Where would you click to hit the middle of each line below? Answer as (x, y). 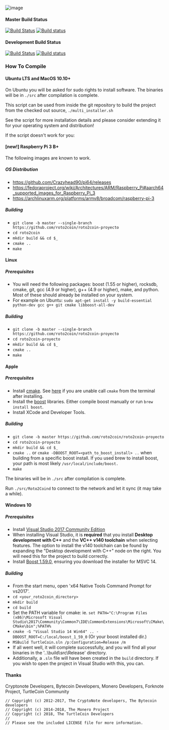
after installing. (28, 396)
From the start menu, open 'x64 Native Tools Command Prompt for (82, 586)
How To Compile (26, 67)
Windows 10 (18, 505)
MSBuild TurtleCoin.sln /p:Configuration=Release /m (69, 643)
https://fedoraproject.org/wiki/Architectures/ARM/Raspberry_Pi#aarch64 (88, 187)
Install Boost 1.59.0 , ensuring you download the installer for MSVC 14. (84, 562)
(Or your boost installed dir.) (118, 637)
